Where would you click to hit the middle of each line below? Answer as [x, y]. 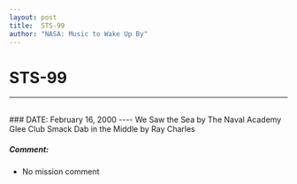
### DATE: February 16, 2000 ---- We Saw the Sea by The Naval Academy [145, 119]
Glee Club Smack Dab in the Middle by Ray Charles [103, 129]
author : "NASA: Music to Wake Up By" [79, 34]
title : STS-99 [37, 26]
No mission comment [61, 172]
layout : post [33, 17]
